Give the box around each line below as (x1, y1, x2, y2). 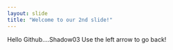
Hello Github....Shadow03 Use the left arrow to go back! (7, 35, 167, 43)
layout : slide (7, 10, 48, 17)
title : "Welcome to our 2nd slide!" (7, 16, 113, 23)
